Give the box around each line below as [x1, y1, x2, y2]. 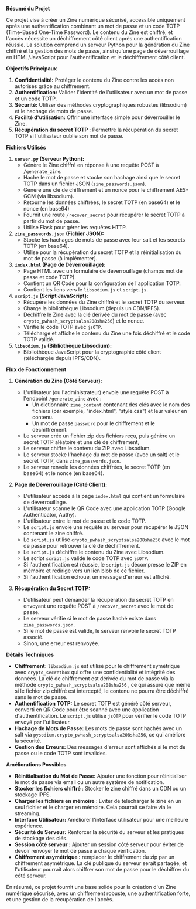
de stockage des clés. [14, 835, 68, 842]
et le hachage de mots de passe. [14, 108, 94, 114]
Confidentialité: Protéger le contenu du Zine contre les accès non [14, 76, 174, 83]
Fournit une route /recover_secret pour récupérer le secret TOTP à [23, 211, 185, 218]
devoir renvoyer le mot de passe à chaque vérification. [14, 847, 146, 854]
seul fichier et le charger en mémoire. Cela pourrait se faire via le [14, 803, 171, 810]
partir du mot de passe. [23, 218, 80, 225]
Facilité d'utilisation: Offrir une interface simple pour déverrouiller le [14, 114, 180, 121]
